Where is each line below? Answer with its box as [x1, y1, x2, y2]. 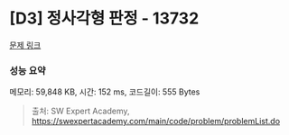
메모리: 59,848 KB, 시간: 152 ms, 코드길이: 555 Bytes [9, 86, 200, 97]
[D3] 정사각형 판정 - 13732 [9, 8, 200, 29]
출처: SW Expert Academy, [31, 105, 130, 117]
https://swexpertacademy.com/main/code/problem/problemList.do [31, 116, 281, 127]
